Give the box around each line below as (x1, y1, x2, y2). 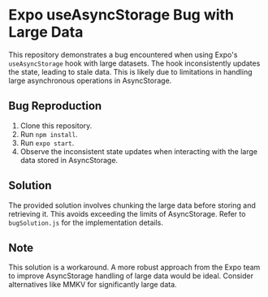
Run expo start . (19, 138, 75, 148)
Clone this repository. (19, 120, 93, 131)
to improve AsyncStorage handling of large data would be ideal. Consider (8, 271, 254, 281)
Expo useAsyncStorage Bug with (8, 6, 234, 24)
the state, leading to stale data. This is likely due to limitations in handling (8, 67, 253, 76)
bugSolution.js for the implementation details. (8, 217, 164, 227)
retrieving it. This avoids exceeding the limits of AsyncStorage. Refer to (8, 209, 246, 218)
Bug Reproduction (8, 99, 102, 113)
